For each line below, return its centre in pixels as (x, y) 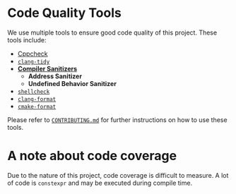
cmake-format (37, 107)
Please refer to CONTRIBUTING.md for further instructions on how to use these (117, 120)
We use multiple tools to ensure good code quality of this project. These (112, 32)
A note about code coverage (92, 156)
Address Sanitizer (55, 76)
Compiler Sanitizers (47, 68)
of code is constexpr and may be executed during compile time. (100, 183)
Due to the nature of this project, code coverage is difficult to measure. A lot (118, 175)
